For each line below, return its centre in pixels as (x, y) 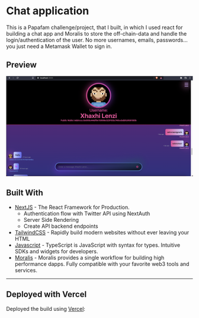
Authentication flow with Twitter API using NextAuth (87, 213)
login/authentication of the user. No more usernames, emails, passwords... (97, 40)
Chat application (48, 11)
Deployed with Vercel (46, 295)
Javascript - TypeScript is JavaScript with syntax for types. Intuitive (97, 245)
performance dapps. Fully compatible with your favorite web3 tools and (102, 264)
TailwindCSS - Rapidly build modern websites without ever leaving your (102, 232)
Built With (25, 193)
